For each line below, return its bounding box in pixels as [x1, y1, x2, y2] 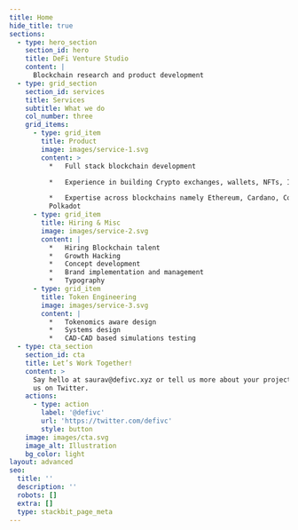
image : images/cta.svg [25, 432, 109, 442]
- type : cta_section [17, 343, 93, 352]
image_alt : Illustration [25, 441, 117, 450]
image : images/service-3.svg [41, 301, 149, 310]
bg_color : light [25, 449, 86, 458]
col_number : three [25, 112, 93, 121]
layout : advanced [9, 458, 74, 467]
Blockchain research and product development [32, 71, 204, 80]
